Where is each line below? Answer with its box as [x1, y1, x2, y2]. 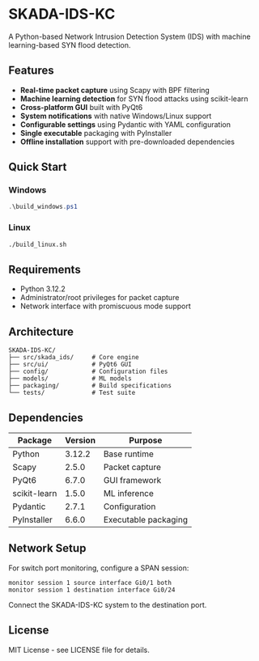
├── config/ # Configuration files [8, 367, 168, 376]
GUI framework [103, 474, 162, 485]
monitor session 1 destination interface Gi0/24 [8, 586, 176, 594]
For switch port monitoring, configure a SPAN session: [8, 563, 189, 573]
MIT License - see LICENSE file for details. [8, 645, 150, 655]
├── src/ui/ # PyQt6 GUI [8, 361, 132, 369]
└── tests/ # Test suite [8, 389, 136, 397]
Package [17, 434, 53, 446]
